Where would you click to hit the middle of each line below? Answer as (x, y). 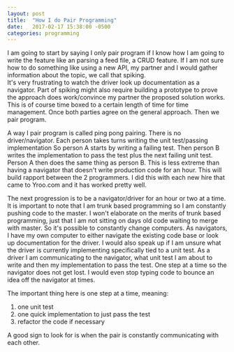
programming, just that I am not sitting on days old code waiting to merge (113, 221)
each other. (24, 343)
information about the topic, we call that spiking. (76, 75)
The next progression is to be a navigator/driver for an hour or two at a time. (117, 199)
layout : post (26, 14)
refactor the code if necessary (61, 322)
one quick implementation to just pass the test (84, 314)
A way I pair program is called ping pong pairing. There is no (94, 133)
